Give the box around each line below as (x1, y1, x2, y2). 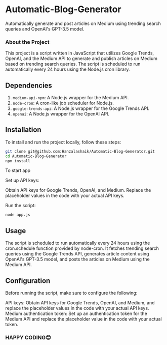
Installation (5, 126, 41, 134)
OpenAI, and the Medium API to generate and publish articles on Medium (5, 55, 158, 62)
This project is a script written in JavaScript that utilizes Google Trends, (5, 50, 154, 56)
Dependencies (5, 81, 52, 90)
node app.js (5, 212, 30, 217)
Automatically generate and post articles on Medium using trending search (5, 20, 161, 26)
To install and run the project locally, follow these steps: (5, 139, 121, 145)
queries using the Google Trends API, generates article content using (5, 251, 149, 257)
